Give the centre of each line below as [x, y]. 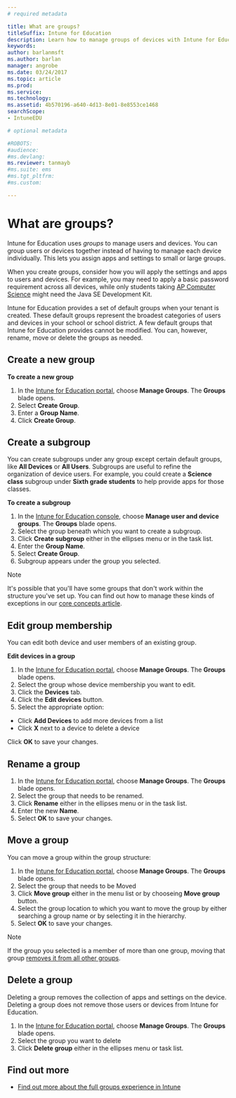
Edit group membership [60, 626]
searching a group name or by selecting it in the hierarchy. [102, 916]
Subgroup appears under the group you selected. [89, 561]
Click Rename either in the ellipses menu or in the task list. [102, 803]
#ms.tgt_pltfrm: [31, 177]
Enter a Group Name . [48, 413]
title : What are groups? [44, 26]
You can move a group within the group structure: [79, 857]
